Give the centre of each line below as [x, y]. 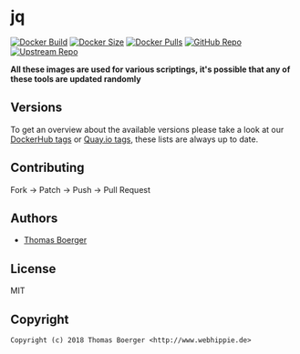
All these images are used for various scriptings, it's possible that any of [150, 69]
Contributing [47, 168]
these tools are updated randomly [76, 78]
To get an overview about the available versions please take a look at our [147, 129]
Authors [34, 218]
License [33, 269]
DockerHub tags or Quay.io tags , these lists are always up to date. [134, 139]
